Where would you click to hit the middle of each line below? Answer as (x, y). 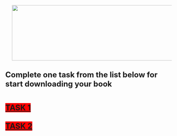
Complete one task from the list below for (82, 75)
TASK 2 (19, 126)
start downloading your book (59, 84)
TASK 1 (18, 108)
